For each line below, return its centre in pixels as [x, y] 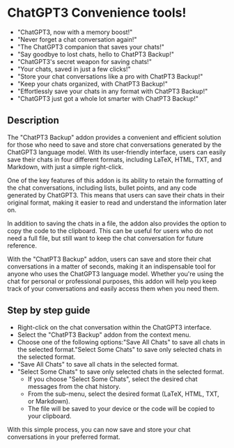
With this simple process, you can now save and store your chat [99, 429]
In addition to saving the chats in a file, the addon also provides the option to [117, 223]
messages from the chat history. [74, 386]
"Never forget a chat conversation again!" [77, 39]
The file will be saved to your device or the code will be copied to [121, 408]
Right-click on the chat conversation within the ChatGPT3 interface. [114, 327]
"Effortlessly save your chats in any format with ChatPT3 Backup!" [112, 91]
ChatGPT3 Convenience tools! [97, 13]
